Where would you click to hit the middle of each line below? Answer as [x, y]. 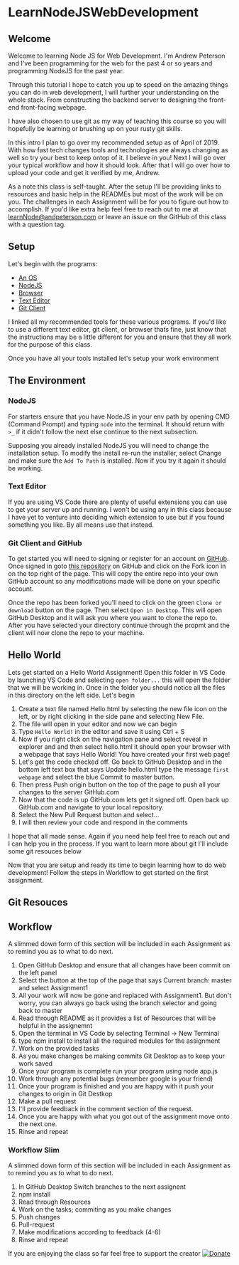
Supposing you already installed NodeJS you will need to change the [109, 445]
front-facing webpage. [54, 107]
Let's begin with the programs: [53, 263]
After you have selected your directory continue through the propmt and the [119, 625]
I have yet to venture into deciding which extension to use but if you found [116, 517]
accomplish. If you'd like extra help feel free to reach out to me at [104, 209]
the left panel [38, 973]
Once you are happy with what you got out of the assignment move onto [124, 1117]
